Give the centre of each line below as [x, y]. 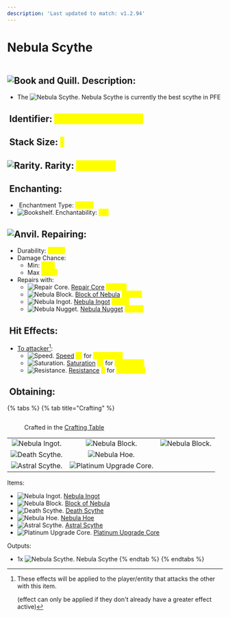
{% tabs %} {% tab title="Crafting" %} [61, 408]
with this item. [37, 586]
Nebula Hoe [77, 518]
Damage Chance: [41, 258]
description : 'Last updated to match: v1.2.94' [76, 13]
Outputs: [20, 546]
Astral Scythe [84, 525]
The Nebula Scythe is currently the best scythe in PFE [119, 97]
